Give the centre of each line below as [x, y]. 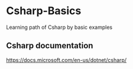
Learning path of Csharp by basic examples [59, 27]
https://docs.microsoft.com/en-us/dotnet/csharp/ [66, 60]
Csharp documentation [50, 46]
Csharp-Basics [44, 11]
